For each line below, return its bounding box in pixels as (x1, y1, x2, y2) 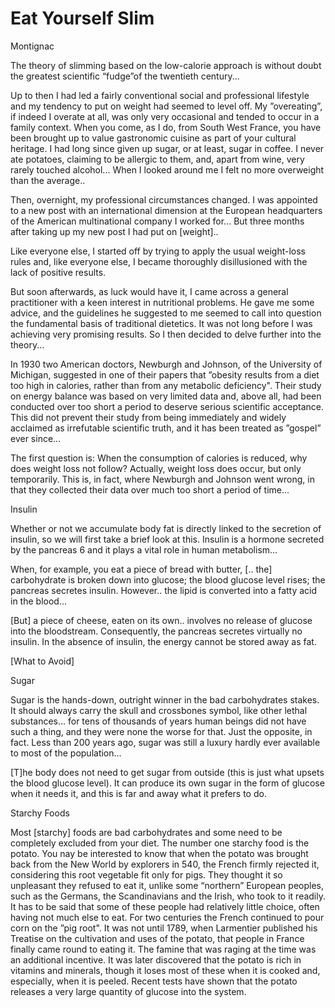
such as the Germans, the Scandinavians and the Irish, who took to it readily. (10, 890, 327, 902)
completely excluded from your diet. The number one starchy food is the (10, 837, 310, 849)
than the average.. (10, 174, 86, 186)
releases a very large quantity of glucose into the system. (10, 985, 247, 997)
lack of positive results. (10, 266, 107, 278)
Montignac (10, 40, 55, 52)
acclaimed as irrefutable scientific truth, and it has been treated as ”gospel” (10, 422, 322, 434)
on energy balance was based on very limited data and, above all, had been (10, 390, 322, 402)
